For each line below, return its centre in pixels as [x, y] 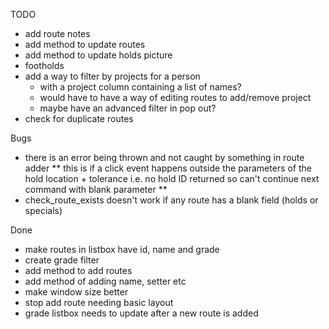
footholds [44, 65]
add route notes [57, 33]
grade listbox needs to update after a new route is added [141, 313]
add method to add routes [78, 270]
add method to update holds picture [98, 55]
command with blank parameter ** [96, 189]
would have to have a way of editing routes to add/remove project [175, 97]
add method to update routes [85, 44]
